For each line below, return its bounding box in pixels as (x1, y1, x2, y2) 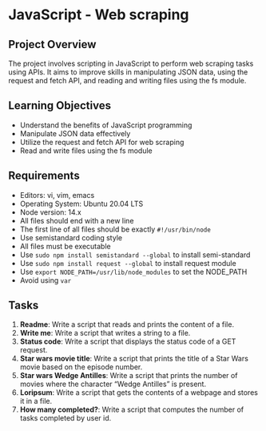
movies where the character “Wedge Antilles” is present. (19, 379, 206, 389)
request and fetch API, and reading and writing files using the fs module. (8, 76, 247, 85)
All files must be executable (19, 241, 111, 251)
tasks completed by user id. (19, 413, 112, 423)
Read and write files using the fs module (19, 146, 153, 155)
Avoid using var (19, 275, 72, 285)
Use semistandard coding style (19, 232, 122, 242)
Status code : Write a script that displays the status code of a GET (19, 336, 236, 346)
